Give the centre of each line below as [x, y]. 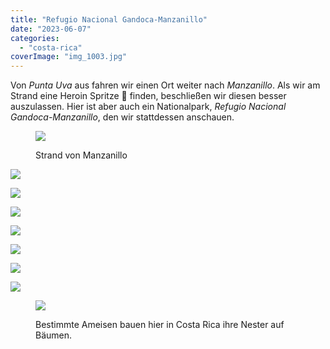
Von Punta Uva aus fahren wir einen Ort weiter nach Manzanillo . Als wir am [165, 85]
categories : [35, 38]
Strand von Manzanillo [81, 155]
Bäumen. [54, 335]
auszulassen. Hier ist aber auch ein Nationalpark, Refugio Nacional [148, 107]
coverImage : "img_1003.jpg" [69, 57]
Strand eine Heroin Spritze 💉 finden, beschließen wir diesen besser [148, 96]
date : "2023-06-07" [51, 29]
